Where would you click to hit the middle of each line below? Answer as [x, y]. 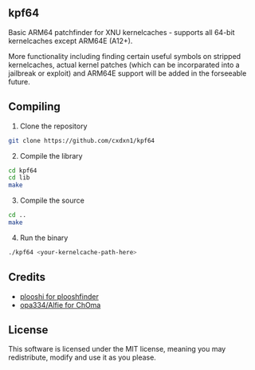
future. [19, 81]
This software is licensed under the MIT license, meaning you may [117, 349]
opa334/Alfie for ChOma [60, 305]
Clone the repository [53, 126]
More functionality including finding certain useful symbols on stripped [125, 56]
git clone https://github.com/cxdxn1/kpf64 [82, 140]
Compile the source [52, 201]
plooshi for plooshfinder [59, 296]
